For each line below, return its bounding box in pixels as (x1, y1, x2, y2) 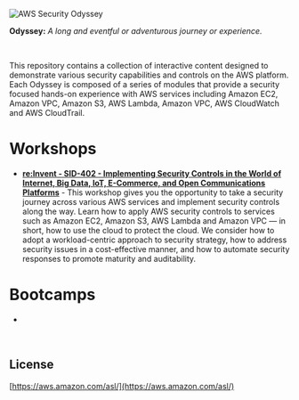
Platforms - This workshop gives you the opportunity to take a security (21, 187, 284, 198)
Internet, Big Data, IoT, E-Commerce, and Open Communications (21, 177, 266, 188)
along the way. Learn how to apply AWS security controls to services (21, 206, 276, 216)
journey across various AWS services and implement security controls (21, 196, 280, 207)
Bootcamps (9, 285, 96, 305)
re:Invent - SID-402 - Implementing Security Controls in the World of (21, 167, 282, 178)
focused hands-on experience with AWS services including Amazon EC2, (9, 89, 279, 99)
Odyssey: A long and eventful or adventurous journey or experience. (9, 26, 263, 36)
